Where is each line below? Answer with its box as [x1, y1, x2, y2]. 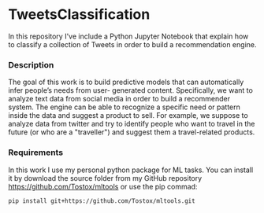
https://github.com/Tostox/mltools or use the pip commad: [8, 182, 198, 191]
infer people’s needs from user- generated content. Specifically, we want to [8, 86, 254, 95]
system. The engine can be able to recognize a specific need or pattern [8, 102, 240, 112]
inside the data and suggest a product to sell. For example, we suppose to [8, 111, 248, 120]
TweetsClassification [8, 6, 151, 24]
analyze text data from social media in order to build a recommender [8, 94, 231, 104]
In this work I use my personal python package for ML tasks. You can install [8, 165, 254, 174]
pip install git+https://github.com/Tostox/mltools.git [8, 196, 195, 205]
